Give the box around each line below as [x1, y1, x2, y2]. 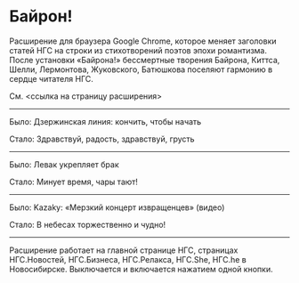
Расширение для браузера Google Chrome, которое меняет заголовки [9, 36, 278, 46]
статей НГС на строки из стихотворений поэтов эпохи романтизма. [9, 44, 268, 55]
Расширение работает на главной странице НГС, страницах [9, 245, 238, 255]
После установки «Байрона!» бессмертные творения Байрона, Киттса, [9, 54, 280, 65]
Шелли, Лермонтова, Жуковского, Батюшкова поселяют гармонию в [9, 64, 273, 75]
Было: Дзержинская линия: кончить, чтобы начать [9, 116, 202, 126]
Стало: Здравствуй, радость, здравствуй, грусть [9, 133, 195, 144]
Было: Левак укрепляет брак [9, 158, 120, 170]
